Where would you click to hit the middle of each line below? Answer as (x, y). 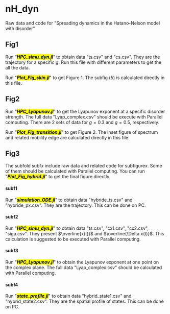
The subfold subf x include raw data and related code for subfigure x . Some (84, 166)
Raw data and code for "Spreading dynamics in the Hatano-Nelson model (83, 23)
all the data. (18, 67)
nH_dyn (22, 9)
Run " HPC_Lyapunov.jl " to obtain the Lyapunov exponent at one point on (82, 262)
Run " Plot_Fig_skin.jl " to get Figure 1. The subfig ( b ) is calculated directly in (85, 78)
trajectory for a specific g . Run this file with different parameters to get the (83, 62)
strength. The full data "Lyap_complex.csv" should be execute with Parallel (84, 117)
